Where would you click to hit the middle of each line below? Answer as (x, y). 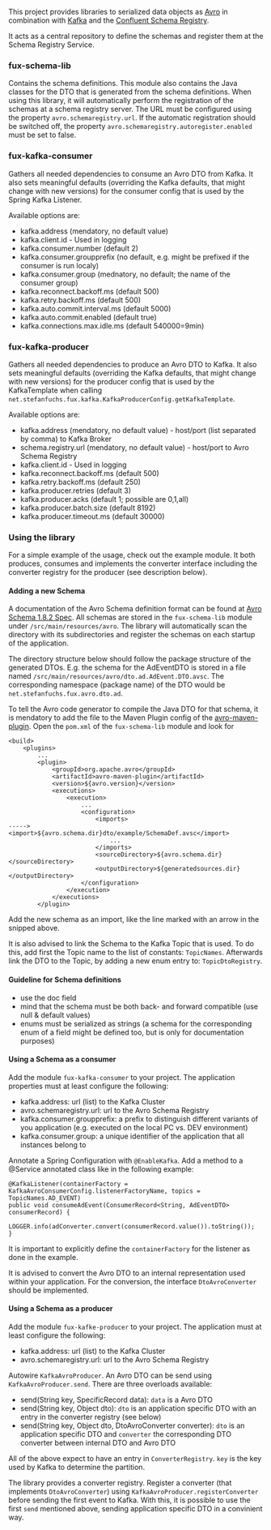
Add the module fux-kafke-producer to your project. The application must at (135, 1326)
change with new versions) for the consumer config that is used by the (126, 191)
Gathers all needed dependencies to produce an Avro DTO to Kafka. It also (133, 364)
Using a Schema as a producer (61, 1309)
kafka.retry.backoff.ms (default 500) (80, 300)
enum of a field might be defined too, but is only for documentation (132, 1032)
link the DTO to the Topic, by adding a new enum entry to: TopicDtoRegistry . (135, 961)
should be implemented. (49, 1290)
